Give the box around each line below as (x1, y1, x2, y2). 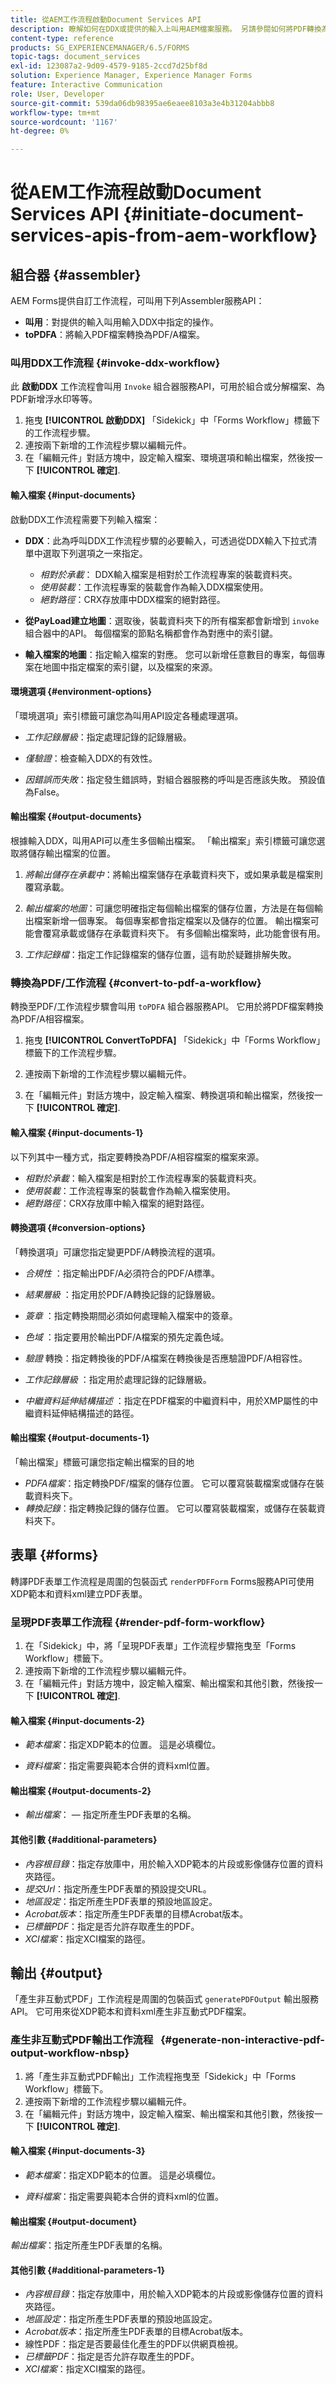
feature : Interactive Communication (10, 80, 163, 90)
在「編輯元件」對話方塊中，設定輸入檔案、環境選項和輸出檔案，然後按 (24, 452, 315, 464)
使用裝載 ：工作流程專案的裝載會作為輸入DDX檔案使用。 (39, 581, 269, 593)
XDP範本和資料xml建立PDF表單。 (10, 1587, 148, 1600)
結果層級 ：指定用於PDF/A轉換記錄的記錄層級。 (24, 1288, 221, 1300)
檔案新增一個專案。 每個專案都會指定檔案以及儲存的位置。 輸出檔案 (33, 915, 311, 927)
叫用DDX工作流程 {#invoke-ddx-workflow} (10, 356, 221, 370)
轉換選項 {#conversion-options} (10, 1222, 146, 1234)
